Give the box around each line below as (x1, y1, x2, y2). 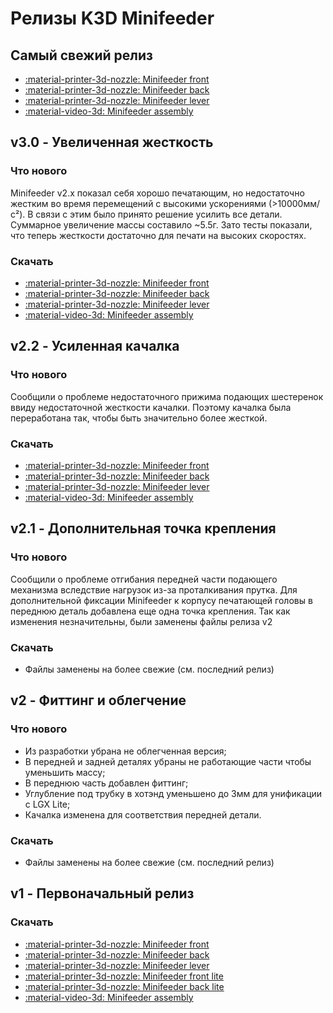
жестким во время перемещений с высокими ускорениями (10, 197, 267, 209)
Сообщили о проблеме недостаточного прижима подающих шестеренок (10, 390, 324, 402)
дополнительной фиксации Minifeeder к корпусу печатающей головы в (10, 594, 313, 606)
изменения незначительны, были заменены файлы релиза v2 (10, 615, 273, 627)
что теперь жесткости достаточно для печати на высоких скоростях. (10, 229, 307, 241)
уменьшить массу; (24, 766, 106, 778)
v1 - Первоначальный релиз (10, 885, 195, 902)
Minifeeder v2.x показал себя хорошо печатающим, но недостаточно (10, 187, 305, 199)
